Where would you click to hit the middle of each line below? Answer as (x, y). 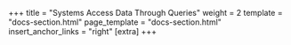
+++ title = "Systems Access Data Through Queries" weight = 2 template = (145, 13)
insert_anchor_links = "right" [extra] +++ (83, 31)
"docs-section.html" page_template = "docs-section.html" (115, 22)
